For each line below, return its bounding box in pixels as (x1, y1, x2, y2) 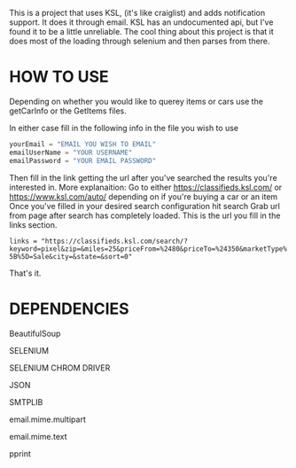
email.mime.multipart (9, 414, 86, 425)
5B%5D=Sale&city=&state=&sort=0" (9, 252, 133, 261)
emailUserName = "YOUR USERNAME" (9, 148, 133, 157)
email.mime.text (9, 431, 68, 441)
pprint (9, 448, 31, 459)
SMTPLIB (9, 396, 43, 407)
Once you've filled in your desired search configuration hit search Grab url (9, 200, 281, 211)
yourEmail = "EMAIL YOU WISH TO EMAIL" (9, 139, 157, 149)
